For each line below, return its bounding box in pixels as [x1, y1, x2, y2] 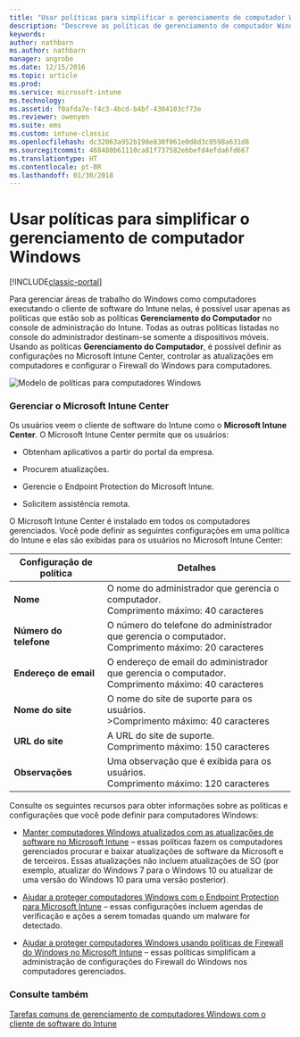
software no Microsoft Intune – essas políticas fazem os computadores [21, 836, 283, 848]
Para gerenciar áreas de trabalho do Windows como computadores [9, 294, 257, 304]
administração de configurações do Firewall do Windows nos [21, 957, 248, 967]
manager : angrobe [9, 54, 74, 63]
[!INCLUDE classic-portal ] [9, 277, 103, 287]
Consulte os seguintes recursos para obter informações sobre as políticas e [9, 801, 288, 811]
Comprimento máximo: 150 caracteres [106, 741, 270, 753]
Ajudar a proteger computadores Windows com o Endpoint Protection [21, 892, 279, 902]
